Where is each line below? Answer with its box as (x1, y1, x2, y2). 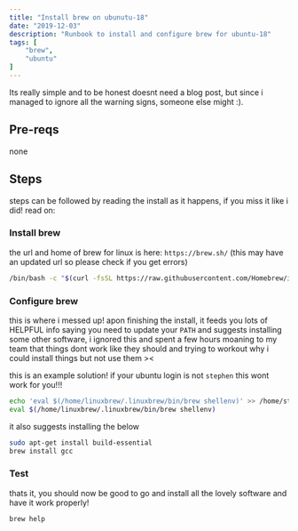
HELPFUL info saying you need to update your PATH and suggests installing (9, 324, 282, 334)
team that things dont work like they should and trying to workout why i (9, 343, 269, 354)
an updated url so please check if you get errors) (9, 256, 188, 267)
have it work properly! (9, 497, 90, 508)
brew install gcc (9, 447, 74, 455)
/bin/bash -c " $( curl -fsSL (9, 273, 114, 283)
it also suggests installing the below (9, 421, 140, 431)
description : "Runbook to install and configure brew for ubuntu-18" (9, 29, 272, 38)
